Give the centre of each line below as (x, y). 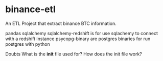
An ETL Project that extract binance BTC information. (61, 23)
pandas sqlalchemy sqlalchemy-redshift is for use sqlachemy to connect (82, 33)
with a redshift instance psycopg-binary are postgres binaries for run (78, 39)
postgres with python (28, 44)
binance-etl (31, 9)
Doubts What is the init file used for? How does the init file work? (74, 54)
